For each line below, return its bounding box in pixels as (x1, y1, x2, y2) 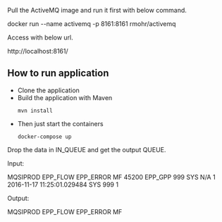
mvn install (17, 107, 53, 114)
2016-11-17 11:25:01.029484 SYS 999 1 (7, 180, 118, 189)
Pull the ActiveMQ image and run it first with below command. (7, 6, 187, 14)
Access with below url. (7, 33, 74, 42)
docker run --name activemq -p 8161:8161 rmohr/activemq (7, 20, 176, 27)
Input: (7, 159, 25, 168)
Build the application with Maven (17, 93, 113, 101)
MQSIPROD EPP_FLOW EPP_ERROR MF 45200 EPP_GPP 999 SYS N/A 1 (7, 173, 216, 181)
